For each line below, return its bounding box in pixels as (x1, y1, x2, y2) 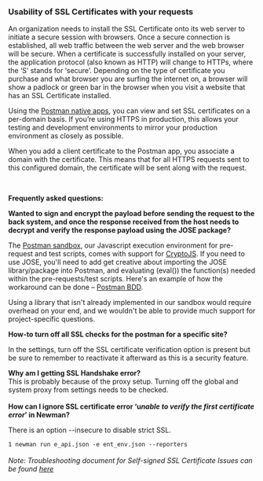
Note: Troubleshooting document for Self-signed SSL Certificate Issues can (8, 456, 253, 465)
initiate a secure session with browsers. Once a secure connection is (8, 32, 230, 42)
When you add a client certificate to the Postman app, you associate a (8, 146, 236, 156)
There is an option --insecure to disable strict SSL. (8, 425, 171, 435)
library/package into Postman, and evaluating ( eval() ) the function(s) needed (8, 266, 256, 275)
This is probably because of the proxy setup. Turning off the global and (8, 376, 239, 387)
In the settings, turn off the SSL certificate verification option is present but (8, 345, 250, 354)
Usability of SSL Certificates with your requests (8, 6, 194, 17)
